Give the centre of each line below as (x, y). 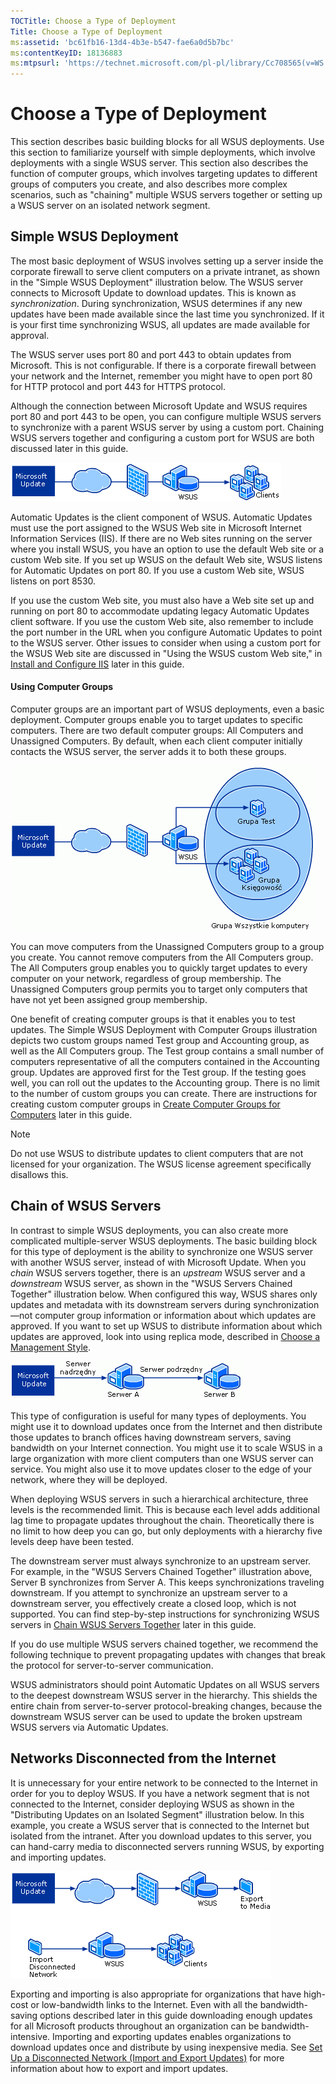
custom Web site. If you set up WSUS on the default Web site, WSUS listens (166, 559)
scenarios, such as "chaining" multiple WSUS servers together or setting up (166, 195)
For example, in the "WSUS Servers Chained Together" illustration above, (161, 1571)
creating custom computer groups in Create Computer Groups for (145, 1104)
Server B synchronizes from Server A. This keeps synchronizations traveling (167, 1582)
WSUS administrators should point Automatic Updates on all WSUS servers (165, 1684)
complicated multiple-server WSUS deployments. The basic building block (164, 1241)
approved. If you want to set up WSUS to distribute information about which (166, 1326)
